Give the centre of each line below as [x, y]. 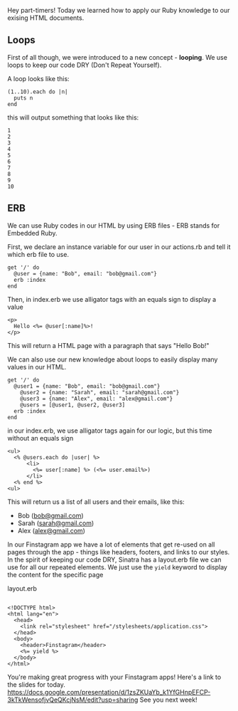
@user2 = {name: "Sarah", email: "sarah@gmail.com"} [100, 392]
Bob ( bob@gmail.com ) [50, 515]
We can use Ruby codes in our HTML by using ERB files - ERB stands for [114, 225]
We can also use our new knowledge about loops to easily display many [113, 359]
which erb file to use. [38, 254]
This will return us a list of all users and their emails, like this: [96, 502]
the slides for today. [36, 684]
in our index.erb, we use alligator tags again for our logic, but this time [110, 431]
